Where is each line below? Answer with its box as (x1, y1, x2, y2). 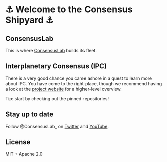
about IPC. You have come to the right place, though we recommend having (5, 80, 162, 86)
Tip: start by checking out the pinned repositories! (5, 95, 109, 101)
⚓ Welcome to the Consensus (5, 4, 133, 15)
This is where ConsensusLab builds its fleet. (5, 48, 97, 53)
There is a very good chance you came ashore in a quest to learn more (5, 75, 152, 81)
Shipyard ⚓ (5, 14, 54, 26)
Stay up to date (5, 110, 54, 119)
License (5, 138, 31, 146)
